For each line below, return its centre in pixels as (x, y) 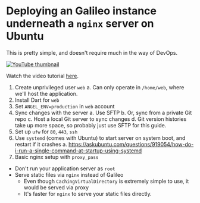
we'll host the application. (46, 93)
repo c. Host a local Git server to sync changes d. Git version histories (101, 119)
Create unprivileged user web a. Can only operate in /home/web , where (99, 87)
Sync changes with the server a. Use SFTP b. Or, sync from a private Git (103, 113)
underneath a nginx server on (80, 24)
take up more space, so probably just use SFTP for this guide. (90, 125)
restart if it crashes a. (41, 144)
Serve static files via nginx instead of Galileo (69, 174)
